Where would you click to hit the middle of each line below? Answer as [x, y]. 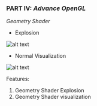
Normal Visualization [40, 56]
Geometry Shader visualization [53, 97]
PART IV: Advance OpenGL [46, 8]
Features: [18, 79]
